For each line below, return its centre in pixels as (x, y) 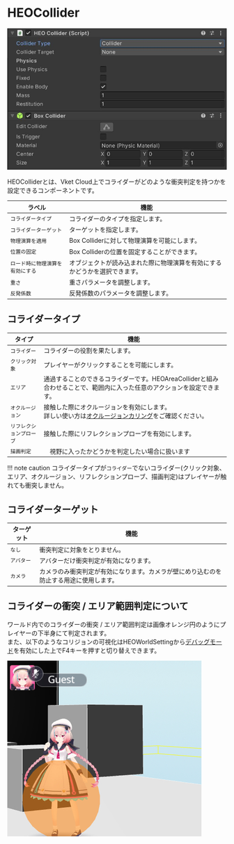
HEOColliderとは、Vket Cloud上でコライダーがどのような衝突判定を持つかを (117, 182)
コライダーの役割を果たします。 (89, 351)
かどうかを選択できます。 (106, 271)
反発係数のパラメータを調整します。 (121, 293)
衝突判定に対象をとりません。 (82, 549)
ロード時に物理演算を (36, 263)
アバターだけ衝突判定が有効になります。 (97, 560)
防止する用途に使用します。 (79, 580)
